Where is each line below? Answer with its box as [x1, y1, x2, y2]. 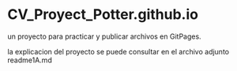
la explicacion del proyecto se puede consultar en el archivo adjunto [7, 47, 230, 56]
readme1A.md [7, 55, 52, 65]
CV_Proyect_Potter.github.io [7, 6, 199, 24]
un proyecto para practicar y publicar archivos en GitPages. [7, 32, 202, 41]
